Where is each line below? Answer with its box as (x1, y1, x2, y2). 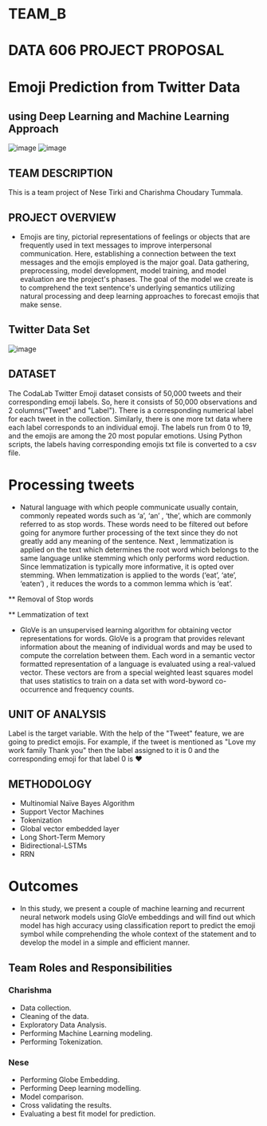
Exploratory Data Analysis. (19, 1020, 108, 1029)
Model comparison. (19, 1092, 84, 1102)
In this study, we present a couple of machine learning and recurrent (19, 904, 245, 914)
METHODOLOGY (8, 777, 92, 791)
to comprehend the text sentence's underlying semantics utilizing (19, 283, 235, 292)
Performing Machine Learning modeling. (19, 1028, 153, 1038)
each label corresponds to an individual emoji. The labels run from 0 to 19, (8, 422, 251, 432)
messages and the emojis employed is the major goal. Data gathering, (19, 257, 249, 267)
